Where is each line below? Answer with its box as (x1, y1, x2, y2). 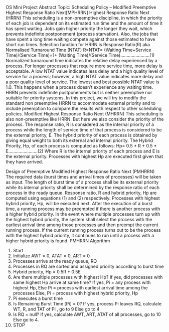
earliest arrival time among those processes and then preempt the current (6, 222, 158, 228)
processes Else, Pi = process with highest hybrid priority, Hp (13, 290, 138, 296)
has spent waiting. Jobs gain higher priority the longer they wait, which (6, 26, 152, 32)
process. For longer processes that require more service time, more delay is (6, 63, 162, 69)
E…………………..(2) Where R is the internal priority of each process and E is (6, 148, 160, 154)
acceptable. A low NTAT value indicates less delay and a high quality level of (6, 68, 164, 74)
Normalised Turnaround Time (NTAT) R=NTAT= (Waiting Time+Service (6, 47, 151, 53)
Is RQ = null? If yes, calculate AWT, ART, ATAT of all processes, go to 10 (13, 311, 161, 317)
